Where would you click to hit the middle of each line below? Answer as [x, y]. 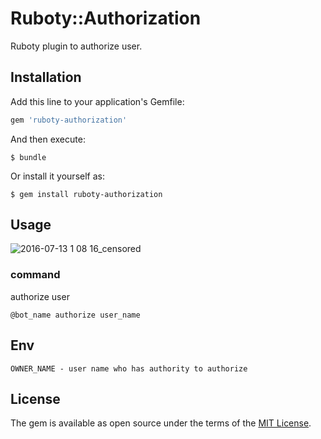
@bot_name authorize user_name [75, 315]
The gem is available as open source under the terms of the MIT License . [161, 423]
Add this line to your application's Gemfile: [97, 101]
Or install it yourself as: [57, 176]
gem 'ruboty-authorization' [69, 120]
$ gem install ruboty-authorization [86, 194]
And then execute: [48, 139]
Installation [46, 77]
